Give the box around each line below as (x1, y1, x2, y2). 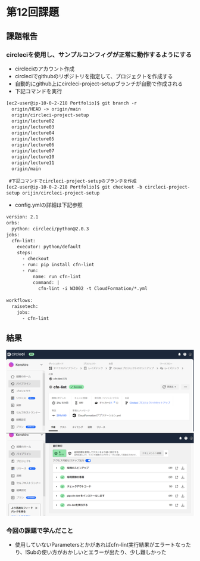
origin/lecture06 (11, 141, 55, 148)
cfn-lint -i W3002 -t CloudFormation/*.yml (37, 285, 148, 291)
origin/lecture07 (11, 147, 55, 154)
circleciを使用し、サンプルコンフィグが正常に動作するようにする (6, 50, 192, 58)
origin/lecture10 (11, 153, 55, 160)
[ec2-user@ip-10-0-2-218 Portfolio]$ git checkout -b (6, 184, 143, 190)
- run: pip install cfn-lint (21, 261, 95, 267)
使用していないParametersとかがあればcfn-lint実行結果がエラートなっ (14, 541, 186, 548)
